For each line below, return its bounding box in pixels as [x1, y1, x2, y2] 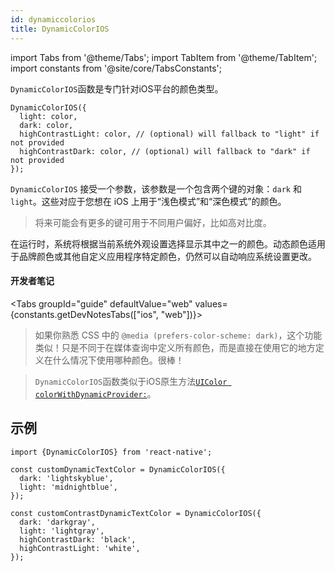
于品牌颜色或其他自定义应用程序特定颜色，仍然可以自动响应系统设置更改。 [10, 250, 317, 262]
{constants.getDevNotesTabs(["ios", [10, 308, 159, 320]
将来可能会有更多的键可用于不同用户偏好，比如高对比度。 [34, 216, 272, 228]
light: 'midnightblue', [19, 482, 118, 492]
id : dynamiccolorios [10, 14, 97, 25]
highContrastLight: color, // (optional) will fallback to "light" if [19, 129, 320, 139]
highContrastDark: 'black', [19, 534, 137, 545]
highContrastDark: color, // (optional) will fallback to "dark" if [19, 146, 311, 156]
